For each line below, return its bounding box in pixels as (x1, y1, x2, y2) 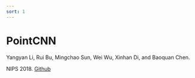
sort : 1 (6, 8, 26, 15)
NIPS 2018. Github (6, 65, 51, 72)
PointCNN (6, 34, 57, 47)
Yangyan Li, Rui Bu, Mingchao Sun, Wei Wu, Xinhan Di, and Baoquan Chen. (6, 54, 190, 61)
